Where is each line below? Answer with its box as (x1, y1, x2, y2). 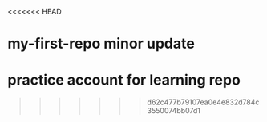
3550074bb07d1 (147, 106, 201, 116)
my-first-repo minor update (7, 35, 196, 53)
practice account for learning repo (7, 71, 241, 89)
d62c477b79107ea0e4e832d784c (147, 97, 260, 107)
